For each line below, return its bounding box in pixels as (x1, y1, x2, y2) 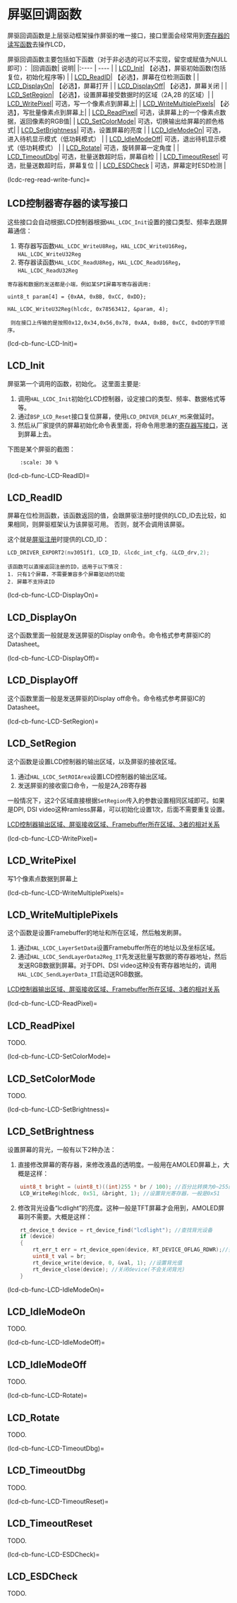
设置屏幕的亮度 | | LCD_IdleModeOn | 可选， (98, 125, 225, 134)
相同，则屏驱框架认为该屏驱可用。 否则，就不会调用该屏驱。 (13, 520, 188, 529)
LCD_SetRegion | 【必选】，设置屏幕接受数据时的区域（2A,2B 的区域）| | (7, 90, 214, 99)
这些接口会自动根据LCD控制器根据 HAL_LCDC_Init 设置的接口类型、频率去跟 (7, 217, 221, 226)
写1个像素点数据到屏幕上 (7, 874, 78, 882)
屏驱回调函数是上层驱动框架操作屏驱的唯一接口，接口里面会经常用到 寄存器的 (7, 31, 230, 40)
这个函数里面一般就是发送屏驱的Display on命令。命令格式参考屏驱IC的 (7, 631, 211, 640)
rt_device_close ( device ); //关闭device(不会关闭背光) (32, 1266, 186, 1273)
